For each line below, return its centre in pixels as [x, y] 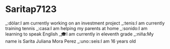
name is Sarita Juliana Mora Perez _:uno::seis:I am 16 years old [71, 41]
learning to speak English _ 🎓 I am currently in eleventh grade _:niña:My [79, 34]
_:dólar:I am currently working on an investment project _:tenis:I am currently [85, 23]
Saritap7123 [31, 9]
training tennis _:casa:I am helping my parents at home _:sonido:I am [76, 28]
